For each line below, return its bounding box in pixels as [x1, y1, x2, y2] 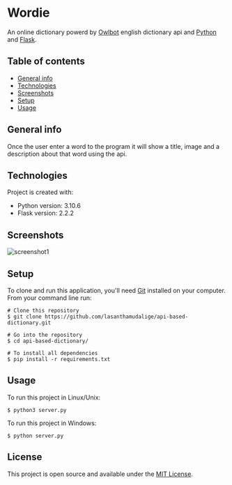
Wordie [7, 5, 50, 21]
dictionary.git [7, 319, 52, 326]
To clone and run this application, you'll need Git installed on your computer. [7, 287, 226, 294]
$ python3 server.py [7, 406, 68, 413]
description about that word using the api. [7, 150, 127, 158]
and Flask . [7, 35, 37, 43]
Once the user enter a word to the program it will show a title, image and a [7, 142, 220, 150]
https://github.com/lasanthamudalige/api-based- [44, 313, 189, 320]
